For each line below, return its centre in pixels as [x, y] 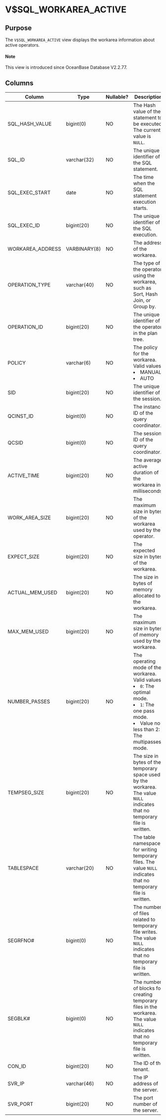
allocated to [147, 596]
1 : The [147, 705]
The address [148, 243]
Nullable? [117, 97]
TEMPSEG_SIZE [26, 793]
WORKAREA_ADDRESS [34, 249]
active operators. [22, 45]
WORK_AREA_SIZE [29, 518]
